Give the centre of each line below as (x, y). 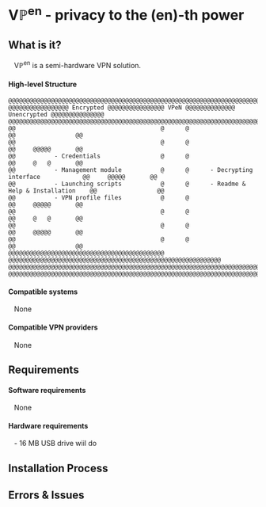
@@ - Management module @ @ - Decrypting (131, 170)
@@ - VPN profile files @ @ (99, 198)
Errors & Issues (46, 496)
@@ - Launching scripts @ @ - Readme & (127, 184)
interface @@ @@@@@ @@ (83, 177)
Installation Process (58, 468)
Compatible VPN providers (53, 327)
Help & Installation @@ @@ (86, 191)
